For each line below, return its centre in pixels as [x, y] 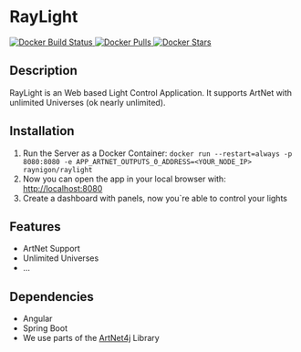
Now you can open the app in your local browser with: [124, 179]
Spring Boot [45, 328]
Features [35, 227]
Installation [42, 131]
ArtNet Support [51, 249]
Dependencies [52, 297]
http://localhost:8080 [62, 188]
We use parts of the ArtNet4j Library [91, 338]
